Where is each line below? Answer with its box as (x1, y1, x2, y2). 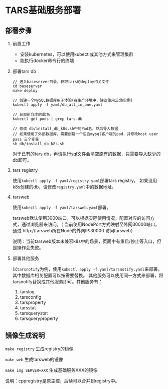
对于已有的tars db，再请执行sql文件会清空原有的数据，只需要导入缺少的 (12, 151, 161, 157)
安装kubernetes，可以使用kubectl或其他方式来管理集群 (20, 51, 134, 57)
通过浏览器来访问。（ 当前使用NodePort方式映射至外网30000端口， (21, 221, 159, 227)
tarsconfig (20, 294, 42, 300)
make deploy (12, 88, 38, 93)
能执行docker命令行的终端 (20, 57, 74, 63)
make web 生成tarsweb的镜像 (5, 356, 64, 362)
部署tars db (12, 69, 37, 74)
